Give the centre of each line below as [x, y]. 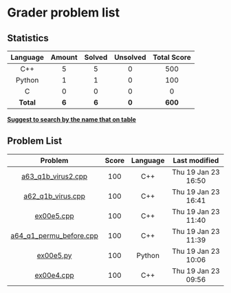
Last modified [196, 160]
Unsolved [130, 57]
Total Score [172, 57]
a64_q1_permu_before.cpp [54, 235]
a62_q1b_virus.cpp [55, 196]
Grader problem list [64, 13]
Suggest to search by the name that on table [71, 119]
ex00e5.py [54, 255]
